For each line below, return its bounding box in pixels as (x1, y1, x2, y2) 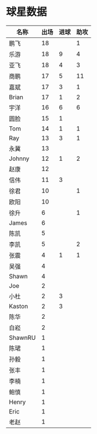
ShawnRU (9, 333, 36, 342)
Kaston (9, 302, 28, 310)
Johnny (9, 154, 30, 163)
